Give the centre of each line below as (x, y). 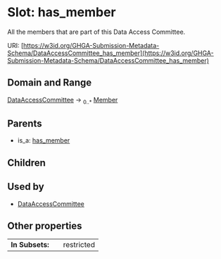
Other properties (45, 225)
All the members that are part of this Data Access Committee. (96, 32)
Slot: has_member (62, 12)
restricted (79, 245)
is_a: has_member (44, 140)
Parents (25, 123)
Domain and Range (50, 83)
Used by (26, 187)
